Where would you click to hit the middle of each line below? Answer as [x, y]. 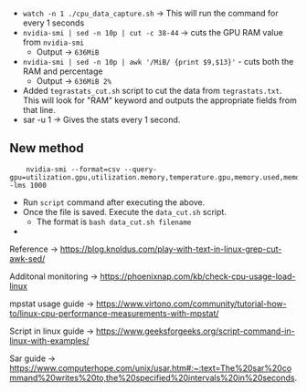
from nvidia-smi [53, 42]
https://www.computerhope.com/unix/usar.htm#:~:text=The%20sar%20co [151, 367]
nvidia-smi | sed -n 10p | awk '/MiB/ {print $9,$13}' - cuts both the [158, 62]
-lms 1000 [28, 185]
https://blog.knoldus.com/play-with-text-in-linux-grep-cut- [171, 249]
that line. [39, 110]
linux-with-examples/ [49, 340]
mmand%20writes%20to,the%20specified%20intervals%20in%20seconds [152, 377]
